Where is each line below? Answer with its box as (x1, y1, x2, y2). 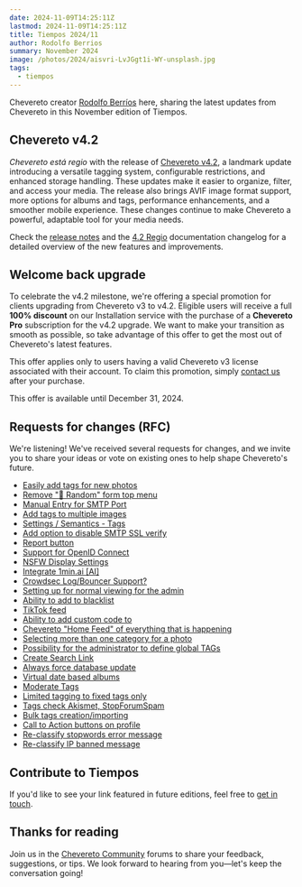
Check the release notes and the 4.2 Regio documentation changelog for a (9, 231, 287, 242)
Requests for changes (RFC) (9, 419, 171, 434)
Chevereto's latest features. (9, 339, 113, 350)
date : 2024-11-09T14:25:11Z (9, 13, 115, 23)
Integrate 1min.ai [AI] (22, 566, 100, 577)
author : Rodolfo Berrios (9, 38, 103, 48)
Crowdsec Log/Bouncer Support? (22, 576, 147, 587)
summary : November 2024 (9, 47, 99, 56)
